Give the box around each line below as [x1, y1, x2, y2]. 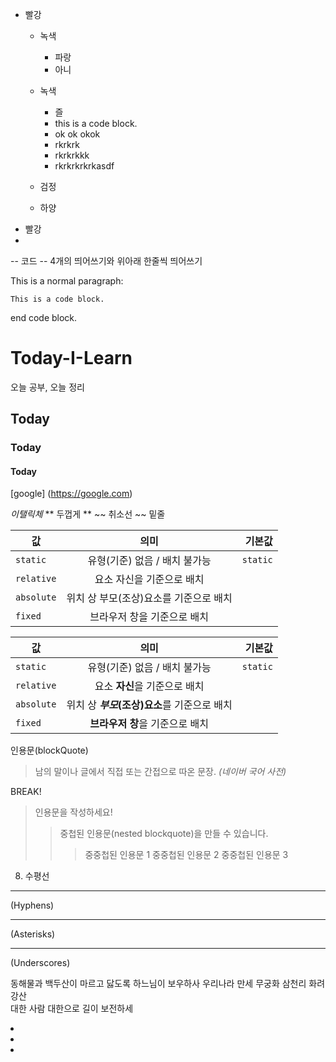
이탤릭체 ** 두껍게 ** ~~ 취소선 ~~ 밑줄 [10, 508, 166, 520]
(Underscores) [10, 957, 71, 969]
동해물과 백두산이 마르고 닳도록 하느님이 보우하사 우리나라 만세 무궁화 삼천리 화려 [10, 978, 326, 990]
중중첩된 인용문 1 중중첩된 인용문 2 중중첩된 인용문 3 [84, 849, 289, 861]
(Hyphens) [10, 899, 55, 912]
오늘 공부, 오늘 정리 [10, 381, 85, 393]
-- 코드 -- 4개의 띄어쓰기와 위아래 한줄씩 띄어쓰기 [10, 255, 203, 267]
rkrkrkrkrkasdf [54, 160, 115, 172]
